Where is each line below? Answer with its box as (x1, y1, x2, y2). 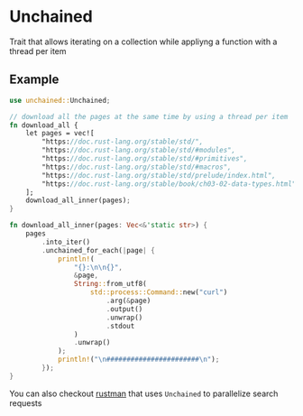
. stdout (106, 321, 135, 330)
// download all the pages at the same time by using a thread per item (9, 112, 289, 121)
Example (9, 72, 60, 88)
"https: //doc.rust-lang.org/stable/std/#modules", (41, 146, 236, 155)
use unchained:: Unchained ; (9, 96, 111, 105)
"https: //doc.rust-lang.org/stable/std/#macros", (41, 162, 232, 171)
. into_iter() (41, 237, 91, 246)
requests (9, 397, 42, 408)
